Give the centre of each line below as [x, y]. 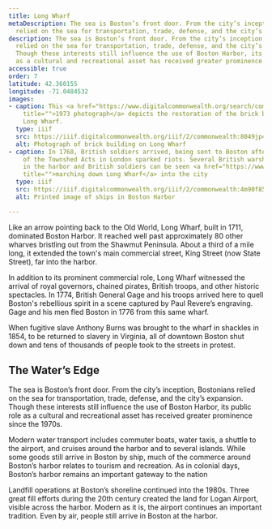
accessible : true [38, 69]
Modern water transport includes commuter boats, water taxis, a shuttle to [132, 440]
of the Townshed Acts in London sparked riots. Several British [134, 159]
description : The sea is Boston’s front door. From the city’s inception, [137, 39]
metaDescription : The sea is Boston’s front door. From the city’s [125, 24]
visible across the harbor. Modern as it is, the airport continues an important [135, 507]
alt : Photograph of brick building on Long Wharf [101, 144]
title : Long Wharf [39, 16]
